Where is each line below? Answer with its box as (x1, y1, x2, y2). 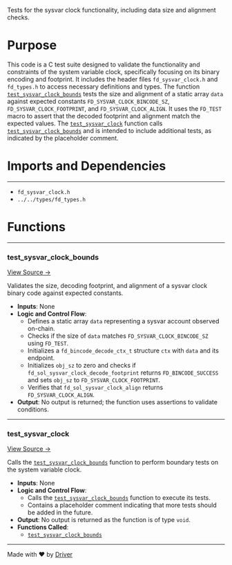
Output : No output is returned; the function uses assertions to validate (17, 398, 217, 406)
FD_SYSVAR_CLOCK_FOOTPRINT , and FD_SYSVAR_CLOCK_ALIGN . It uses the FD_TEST (7, 104, 222, 113)
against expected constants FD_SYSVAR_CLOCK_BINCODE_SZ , (7, 97, 171, 105)
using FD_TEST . (27, 339, 69, 348)
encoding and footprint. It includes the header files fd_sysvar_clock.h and (7, 75, 218, 83)
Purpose (7, 37, 57, 53)
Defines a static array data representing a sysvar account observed (27, 317, 220, 325)
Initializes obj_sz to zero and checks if (27, 361, 137, 370)
